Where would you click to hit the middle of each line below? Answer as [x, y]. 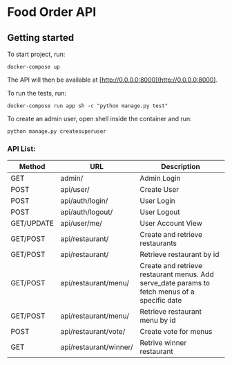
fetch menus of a [167, 292]
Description [181, 167]
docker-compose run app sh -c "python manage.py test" [88, 106]
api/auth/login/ [84, 201]
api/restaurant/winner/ [97, 347]
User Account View [171, 224]
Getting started [41, 38]
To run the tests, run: [37, 93]
